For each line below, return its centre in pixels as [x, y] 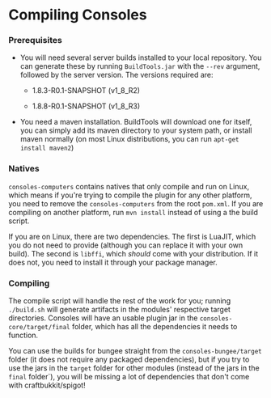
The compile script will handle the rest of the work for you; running [120, 301]
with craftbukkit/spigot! [47, 385]
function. [23, 335]
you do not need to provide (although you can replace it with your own [126, 245]
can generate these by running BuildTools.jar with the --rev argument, [140, 66]
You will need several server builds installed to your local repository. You [141, 57]
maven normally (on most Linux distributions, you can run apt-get [130, 139]
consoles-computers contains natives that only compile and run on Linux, [129, 186]
